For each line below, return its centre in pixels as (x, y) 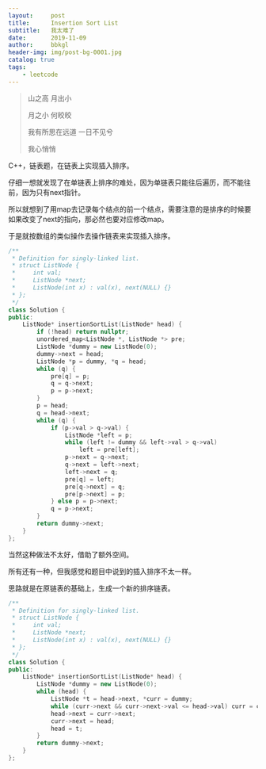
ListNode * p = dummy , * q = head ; (92, 362)
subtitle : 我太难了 (42, 30)
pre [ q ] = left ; (89, 479)
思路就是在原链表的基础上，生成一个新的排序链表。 (91, 588)
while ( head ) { (62, 692)
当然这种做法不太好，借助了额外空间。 (70, 554)
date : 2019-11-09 (47, 38)
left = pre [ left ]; (109, 450)
